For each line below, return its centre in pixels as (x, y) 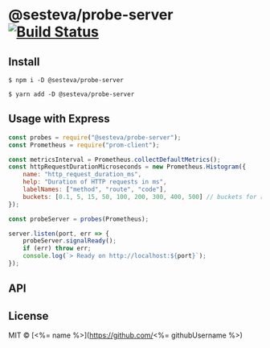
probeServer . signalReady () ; (70, 241)
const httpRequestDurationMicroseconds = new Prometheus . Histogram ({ (127, 167)
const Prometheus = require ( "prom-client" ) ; (84, 145)
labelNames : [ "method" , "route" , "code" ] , (95, 190)
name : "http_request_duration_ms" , (82, 175)
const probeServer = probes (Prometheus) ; (79, 219)
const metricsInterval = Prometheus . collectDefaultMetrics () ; (115, 159)
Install (24, 62)
